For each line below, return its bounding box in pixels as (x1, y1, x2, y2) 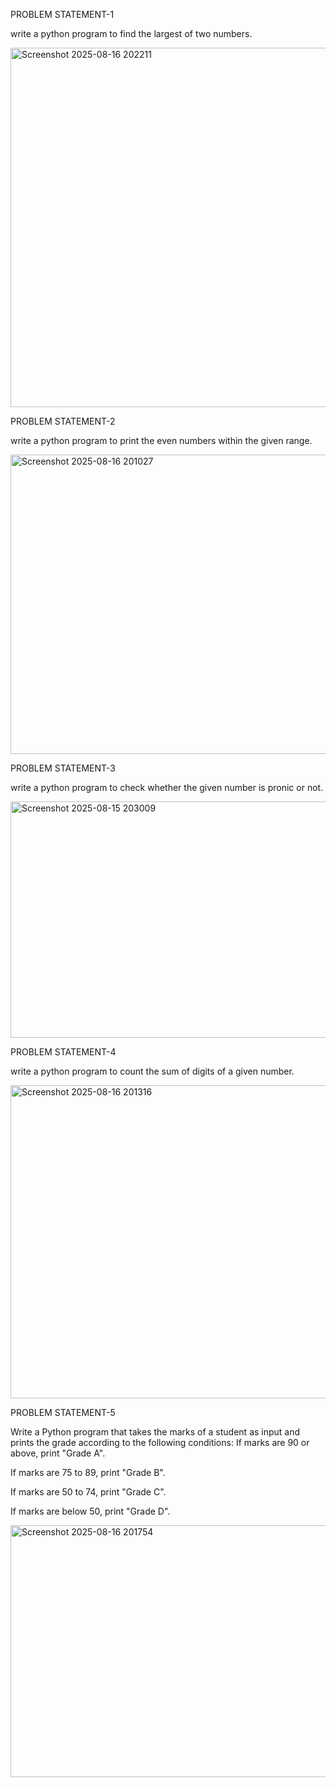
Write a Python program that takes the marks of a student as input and (10, 1426, 301, 1438)
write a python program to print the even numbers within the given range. (10, 435, 313, 446)
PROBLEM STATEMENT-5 (10, 1407, 116, 1418)
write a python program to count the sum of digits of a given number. (10, 1065, 295, 1077)
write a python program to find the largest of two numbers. (10, 28, 253, 39)
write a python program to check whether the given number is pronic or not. (10, 782, 324, 793)
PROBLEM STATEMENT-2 (10, 415, 116, 427)
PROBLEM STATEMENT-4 (10, 1046, 117, 1058)
